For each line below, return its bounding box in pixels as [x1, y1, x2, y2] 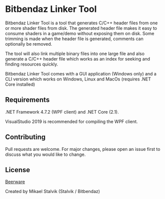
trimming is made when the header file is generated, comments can [5, 36, 144, 42]
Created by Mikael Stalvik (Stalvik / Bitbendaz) [5, 189, 100, 195]
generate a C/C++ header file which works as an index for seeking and [5, 56, 151, 62]
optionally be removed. [5, 41, 52, 47]
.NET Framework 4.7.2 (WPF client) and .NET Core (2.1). [5, 109, 119, 115]
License [5, 165, 30, 174]
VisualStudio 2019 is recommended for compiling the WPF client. [5, 118, 138, 125]
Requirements [5, 96, 50, 104]
